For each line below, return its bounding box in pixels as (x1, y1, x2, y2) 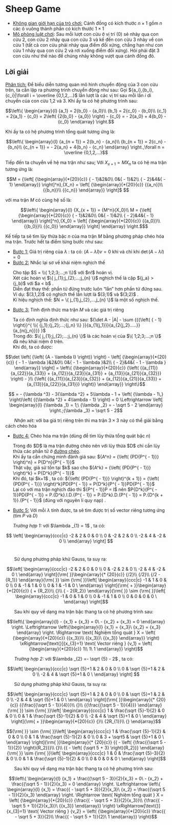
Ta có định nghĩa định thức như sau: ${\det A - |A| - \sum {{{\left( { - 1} (12, 316, 162, 322)
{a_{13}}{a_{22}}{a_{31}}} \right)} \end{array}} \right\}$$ (26, 381, 146, 387)
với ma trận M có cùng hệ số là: (5, 197, 72, 203)
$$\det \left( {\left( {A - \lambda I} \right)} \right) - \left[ (5, 354, 121, 360)
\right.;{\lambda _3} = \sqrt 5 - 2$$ (49, 407, 123, 413)
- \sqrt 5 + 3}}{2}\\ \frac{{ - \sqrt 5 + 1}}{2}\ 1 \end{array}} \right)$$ (14, 813, 158, 819)
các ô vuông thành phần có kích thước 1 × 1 (12, 25, 104, 31)
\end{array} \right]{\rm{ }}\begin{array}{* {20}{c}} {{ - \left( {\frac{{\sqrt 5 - (6, 739, 166, 745)
